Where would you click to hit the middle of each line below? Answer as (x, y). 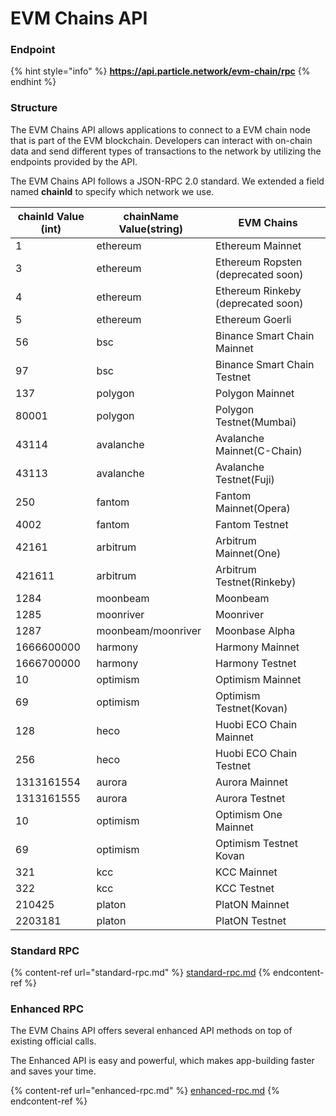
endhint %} (33, 82)
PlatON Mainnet (252, 904)
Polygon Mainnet (255, 393)
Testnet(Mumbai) (256, 422)
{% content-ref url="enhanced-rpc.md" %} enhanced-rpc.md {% (145, 1091)
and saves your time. (53, 1071)
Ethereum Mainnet (258, 245)
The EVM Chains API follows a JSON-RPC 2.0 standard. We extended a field (167, 181)
